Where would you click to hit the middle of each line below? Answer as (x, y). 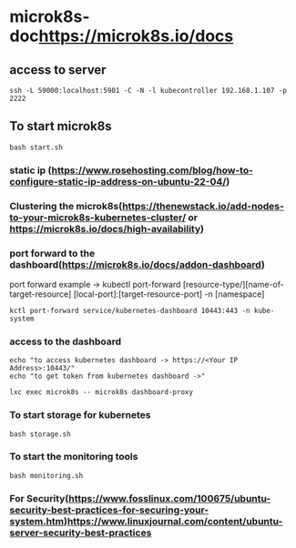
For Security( (39, 498)
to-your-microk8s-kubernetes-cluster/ (98, 218)
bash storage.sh (40, 434)
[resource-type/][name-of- (233, 284)
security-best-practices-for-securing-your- (109, 510)
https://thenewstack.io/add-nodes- (203, 206)
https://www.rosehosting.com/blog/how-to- (152, 170)
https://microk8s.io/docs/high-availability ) (107, 228)
